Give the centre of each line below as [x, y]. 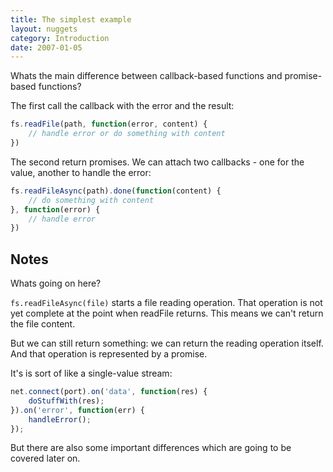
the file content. [43, 324]
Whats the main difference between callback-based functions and [146, 76]
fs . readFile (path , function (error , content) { [109, 124]
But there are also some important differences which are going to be [151, 448]
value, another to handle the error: [81, 172]
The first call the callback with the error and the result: [122, 106]
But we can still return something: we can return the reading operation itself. [167, 343]
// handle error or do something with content [127, 134]
